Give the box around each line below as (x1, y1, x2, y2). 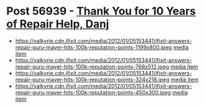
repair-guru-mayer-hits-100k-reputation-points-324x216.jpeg (15, 76, 170, 83)
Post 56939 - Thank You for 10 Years (6, 4, 196, 18)
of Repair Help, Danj (6, 17, 109, 31)
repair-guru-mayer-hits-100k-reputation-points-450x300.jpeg (15, 89, 171, 96)
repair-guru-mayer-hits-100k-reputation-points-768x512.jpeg (15, 62, 170, 70)
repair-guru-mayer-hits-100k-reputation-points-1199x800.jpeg (15, 44, 172, 51)
